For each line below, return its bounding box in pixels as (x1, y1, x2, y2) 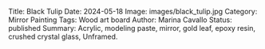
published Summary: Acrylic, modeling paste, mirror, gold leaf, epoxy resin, (8, 24, 256, 32)
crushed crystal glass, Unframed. (8, 32, 118, 41)
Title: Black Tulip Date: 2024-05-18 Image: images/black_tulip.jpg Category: (8, 7, 258, 16)
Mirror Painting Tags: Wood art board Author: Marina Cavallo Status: (8, 15, 233, 24)
